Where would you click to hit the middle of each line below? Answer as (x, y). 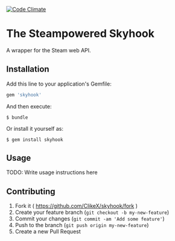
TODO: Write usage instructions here (52, 172)
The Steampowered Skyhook (81, 34)
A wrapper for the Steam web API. (49, 50)
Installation (28, 69)
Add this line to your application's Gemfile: (59, 84)
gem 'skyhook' (24, 95)
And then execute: (29, 106)
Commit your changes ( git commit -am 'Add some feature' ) (90, 219)
